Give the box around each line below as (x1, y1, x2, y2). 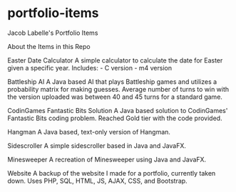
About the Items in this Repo (7, 42, 91, 50)
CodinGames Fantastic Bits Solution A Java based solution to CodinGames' (7, 106, 228, 114)
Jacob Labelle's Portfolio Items (7, 28, 98, 37)
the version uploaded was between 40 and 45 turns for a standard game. (7, 92, 223, 101)
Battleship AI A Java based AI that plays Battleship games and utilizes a (7, 77, 217, 86)
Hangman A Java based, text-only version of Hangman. (7, 127, 171, 136)
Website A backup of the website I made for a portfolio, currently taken (7, 169, 216, 177)
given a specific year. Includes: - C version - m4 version (7, 63, 173, 72)
